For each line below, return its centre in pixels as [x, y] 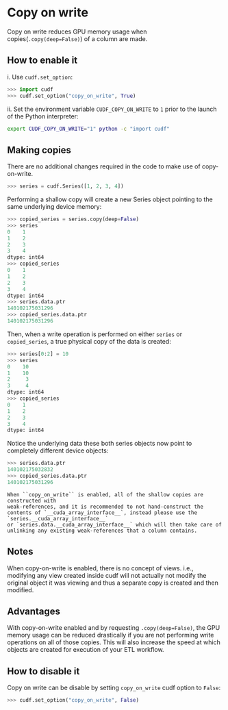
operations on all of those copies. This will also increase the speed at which [114, 642]
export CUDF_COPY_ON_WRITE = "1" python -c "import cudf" [88, 129]
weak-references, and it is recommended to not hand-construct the [105, 507]
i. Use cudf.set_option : [40, 77]
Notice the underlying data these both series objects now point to [100, 444]
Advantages [34, 612]
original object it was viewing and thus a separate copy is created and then [113, 583]
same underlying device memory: [54, 207]
